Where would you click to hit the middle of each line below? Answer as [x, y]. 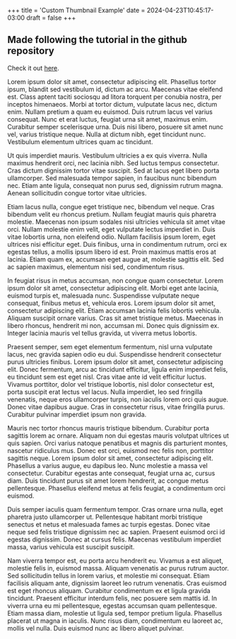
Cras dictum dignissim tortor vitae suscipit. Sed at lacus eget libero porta [113, 170]
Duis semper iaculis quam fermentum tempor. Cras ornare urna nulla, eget [116, 509]
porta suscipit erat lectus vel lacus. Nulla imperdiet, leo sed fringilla [105, 392]
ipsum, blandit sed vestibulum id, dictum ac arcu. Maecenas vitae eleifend [115, 89]
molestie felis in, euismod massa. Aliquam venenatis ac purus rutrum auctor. [118, 568]
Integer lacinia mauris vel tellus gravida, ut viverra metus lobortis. [102, 333]
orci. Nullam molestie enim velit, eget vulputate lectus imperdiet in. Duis [111, 229]
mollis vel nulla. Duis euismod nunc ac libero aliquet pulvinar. [96, 628]
